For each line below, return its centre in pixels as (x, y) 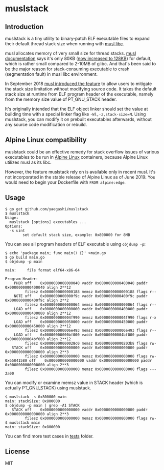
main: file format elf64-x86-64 (42, 270)
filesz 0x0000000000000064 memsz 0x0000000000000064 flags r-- (91, 305)
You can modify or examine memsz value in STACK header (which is (74, 382)
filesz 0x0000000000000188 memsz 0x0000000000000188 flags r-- (91, 292)
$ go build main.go (25, 257)
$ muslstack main (23, 423)
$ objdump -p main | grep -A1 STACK (42, 405)
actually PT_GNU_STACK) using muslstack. (48, 388)
